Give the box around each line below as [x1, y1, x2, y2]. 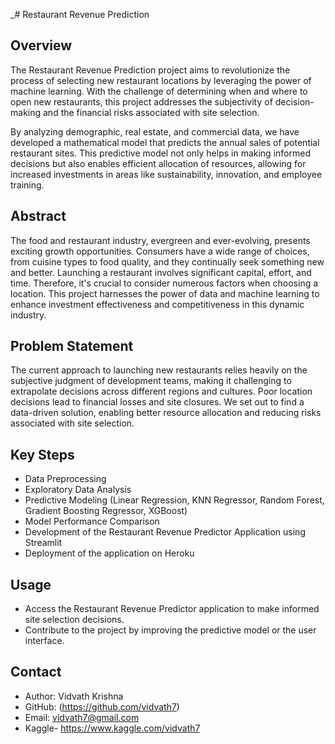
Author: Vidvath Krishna [24, 690, 124, 702]
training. [10, 179, 45, 191]
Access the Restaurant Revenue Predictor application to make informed [24, 603, 320, 615]
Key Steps [10, 446, 75, 463]
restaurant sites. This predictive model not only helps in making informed [10, 147, 311, 159]
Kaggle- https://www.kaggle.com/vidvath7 [24, 722, 201, 734]
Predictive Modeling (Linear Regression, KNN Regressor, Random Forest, [24, 494, 325, 506]
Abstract [10, 208, 67, 225]
